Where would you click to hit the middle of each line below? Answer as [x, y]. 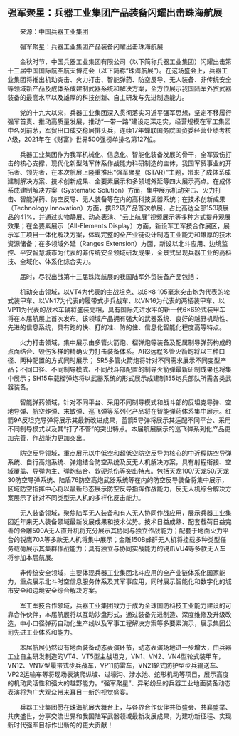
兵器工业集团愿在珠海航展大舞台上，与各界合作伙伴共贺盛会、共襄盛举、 [126, 707]
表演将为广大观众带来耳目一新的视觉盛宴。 [70, 692]
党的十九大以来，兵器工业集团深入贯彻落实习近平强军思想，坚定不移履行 [126, 112]
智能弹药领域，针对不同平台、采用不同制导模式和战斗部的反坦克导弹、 [122, 402]
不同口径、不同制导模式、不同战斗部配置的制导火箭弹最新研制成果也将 [122, 369]
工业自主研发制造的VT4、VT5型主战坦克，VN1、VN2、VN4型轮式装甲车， [116, 656]
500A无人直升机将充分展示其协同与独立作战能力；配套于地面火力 [127, 531]
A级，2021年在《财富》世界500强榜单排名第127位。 [84, 139]
